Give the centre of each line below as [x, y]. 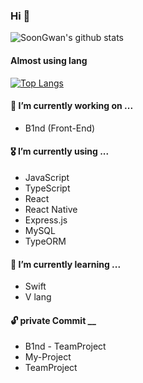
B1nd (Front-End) [60, 128]
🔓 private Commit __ [53, 320]
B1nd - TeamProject [65, 346]
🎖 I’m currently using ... [60, 151]
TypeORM [45, 241]
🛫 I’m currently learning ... [66, 264]
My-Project [48, 357]
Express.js [46, 220]
